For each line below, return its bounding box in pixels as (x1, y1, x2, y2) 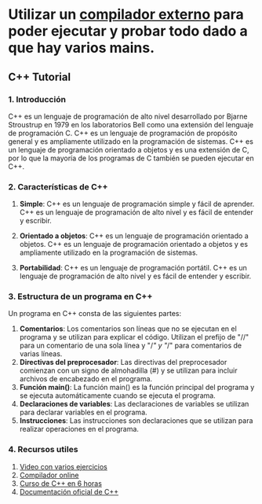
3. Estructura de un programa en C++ (8, 291, 153, 302)
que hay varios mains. (8, 39, 155, 57)
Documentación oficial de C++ (19, 487, 119, 496)
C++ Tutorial (8, 70, 71, 83)
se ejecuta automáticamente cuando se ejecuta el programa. (19, 391, 216, 400)
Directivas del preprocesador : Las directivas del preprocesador (19, 358, 227, 367)
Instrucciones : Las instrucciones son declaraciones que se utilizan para (19, 416, 253, 425)
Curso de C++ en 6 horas (19, 478, 102, 488)
